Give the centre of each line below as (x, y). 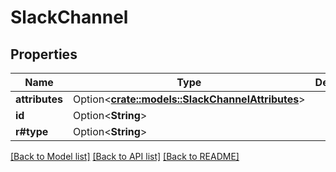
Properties (44, 54)
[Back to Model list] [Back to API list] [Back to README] (125, 156)
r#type (32, 131)
